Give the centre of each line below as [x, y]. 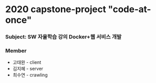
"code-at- [130, 9]
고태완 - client [27, 62]
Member [16, 51]
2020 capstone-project [56, 9]
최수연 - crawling [30, 75]
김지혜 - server [28, 69]
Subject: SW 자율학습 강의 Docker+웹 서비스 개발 [64, 37]
